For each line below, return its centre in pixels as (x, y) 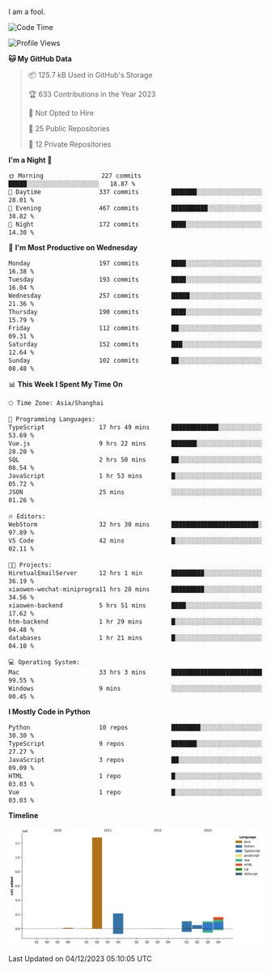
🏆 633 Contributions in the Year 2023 (92, 94)
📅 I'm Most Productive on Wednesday (73, 247)
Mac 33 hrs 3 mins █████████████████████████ (135, 672)
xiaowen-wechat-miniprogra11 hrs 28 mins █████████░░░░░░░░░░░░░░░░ (135, 590)
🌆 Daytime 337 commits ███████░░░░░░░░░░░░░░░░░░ (135, 192)
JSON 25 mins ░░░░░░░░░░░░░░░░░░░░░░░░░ (135, 492)
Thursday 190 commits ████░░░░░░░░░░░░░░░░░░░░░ (135, 312)
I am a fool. (27, 12)
